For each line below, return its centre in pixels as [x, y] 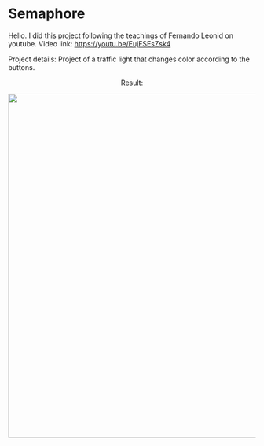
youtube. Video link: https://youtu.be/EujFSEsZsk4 [90, 43]
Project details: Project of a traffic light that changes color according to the [129, 59]
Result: [132, 83]
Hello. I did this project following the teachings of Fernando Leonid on [121, 35]
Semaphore [47, 14]
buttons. [22, 67]
